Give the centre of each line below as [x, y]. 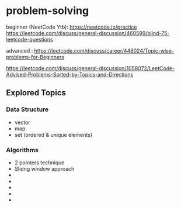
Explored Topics [36, 93]
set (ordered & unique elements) [53, 134]
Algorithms [22, 150]
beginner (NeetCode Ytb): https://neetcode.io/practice [72, 27]
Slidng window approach [44, 168]
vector [22, 122]
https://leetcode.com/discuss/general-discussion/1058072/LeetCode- [90, 68]
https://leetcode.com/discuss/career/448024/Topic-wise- [104, 50]
